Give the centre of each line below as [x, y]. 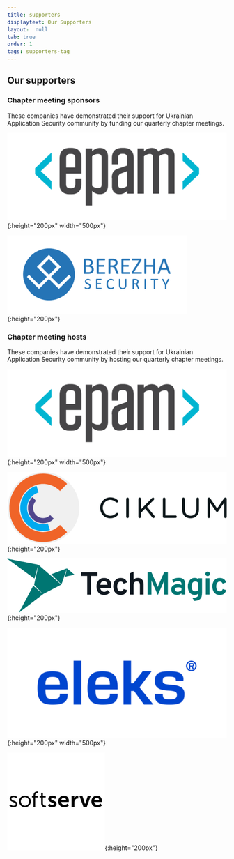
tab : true [22, 37]
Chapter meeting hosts [47, 337]
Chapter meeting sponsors [54, 100]
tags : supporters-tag [39, 52]
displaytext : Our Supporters [49, 22]
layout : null [28, 29]
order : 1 [20, 44]
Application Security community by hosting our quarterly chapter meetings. [116, 360]
